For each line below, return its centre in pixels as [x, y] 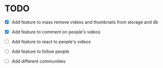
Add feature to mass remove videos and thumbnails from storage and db [85, 22]
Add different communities [38, 61]
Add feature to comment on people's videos [56, 32]
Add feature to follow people [40, 51]
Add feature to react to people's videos [51, 42]
